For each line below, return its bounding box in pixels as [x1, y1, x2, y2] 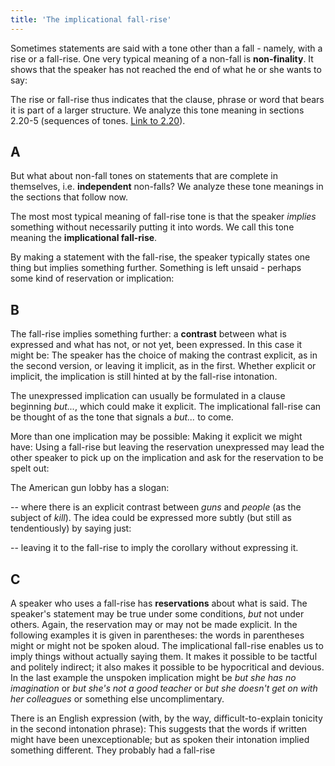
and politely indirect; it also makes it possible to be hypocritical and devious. [10, 661, 325, 673]
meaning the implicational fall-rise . [10, 232, 158, 244]
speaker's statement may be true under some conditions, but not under [10, 608, 305, 620]
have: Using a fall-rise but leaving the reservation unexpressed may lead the [10, 441, 325, 453]
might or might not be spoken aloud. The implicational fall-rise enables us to [10, 640, 324, 652]
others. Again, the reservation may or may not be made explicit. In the [10, 619, 298, 631]
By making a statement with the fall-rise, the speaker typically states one [10, 251, 311, 263]
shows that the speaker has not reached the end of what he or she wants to [10, 63, 322, 75]
